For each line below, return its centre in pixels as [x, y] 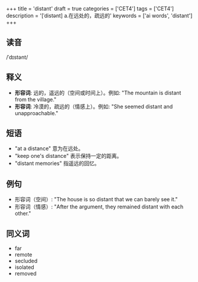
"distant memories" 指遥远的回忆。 [57, 163]
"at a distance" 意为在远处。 [49, 148]
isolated [24, 267]
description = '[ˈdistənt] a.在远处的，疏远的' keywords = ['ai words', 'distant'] [99, 15]
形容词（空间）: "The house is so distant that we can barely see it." [96, 199]
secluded [26, 261]
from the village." [35, 99]
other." [23, 214]
